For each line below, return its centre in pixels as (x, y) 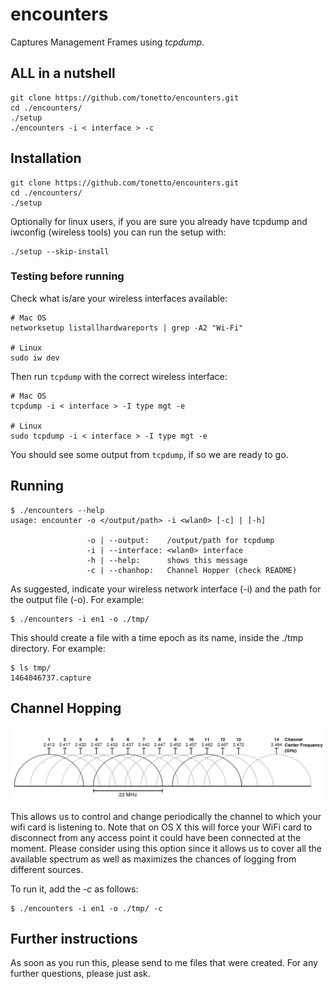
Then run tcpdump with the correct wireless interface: (119, 376)
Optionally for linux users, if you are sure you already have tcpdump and (159, 221)
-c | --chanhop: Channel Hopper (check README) (192, 570)
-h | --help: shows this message (167, 560)
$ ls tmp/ (31, 668)
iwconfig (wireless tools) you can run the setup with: (118, 232)
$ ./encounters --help (57, 510)
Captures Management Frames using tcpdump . (107, 42)
